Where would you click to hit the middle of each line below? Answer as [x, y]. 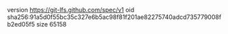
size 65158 [52, 24]
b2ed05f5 [21, 24]
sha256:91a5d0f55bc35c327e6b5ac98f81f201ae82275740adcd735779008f [114, 17]
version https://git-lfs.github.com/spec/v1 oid [71, 10]
